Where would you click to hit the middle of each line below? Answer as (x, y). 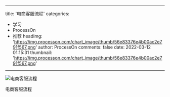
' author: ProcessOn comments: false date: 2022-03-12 (93, 47)
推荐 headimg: (28, 36)
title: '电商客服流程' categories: (37, 14)
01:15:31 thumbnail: (32, 53)
